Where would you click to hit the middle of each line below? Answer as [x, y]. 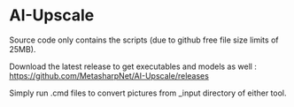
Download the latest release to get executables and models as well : [133, 66]
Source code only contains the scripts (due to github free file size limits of [144, 40]
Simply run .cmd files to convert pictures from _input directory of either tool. [148, 93]
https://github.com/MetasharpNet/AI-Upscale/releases [109, 75]
